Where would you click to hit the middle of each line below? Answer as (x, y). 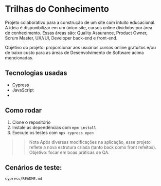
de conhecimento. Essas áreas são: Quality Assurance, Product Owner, (76, 33)
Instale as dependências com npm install (54, 127)
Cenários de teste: (34, 167)
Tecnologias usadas (36, 73)
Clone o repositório (31, 122)
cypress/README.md (24, 179)
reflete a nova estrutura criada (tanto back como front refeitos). (93, 147)
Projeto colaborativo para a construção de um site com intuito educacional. (80, 22)
